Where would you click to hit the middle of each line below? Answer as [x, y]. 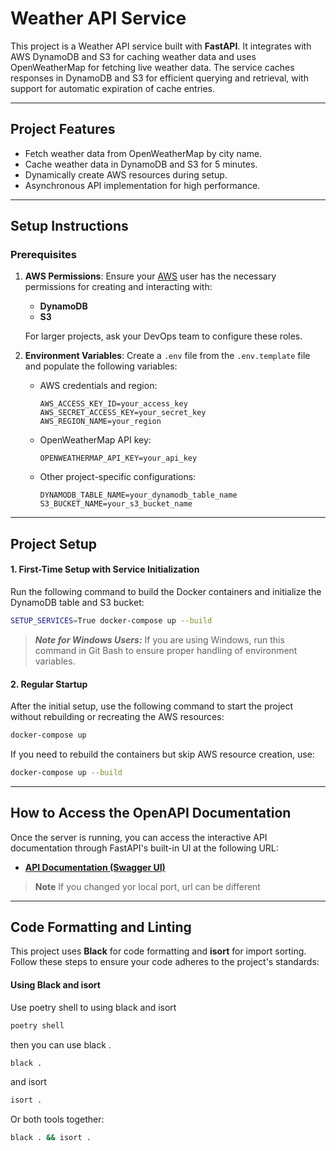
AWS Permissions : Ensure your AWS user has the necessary [150, 276]
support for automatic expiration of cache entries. [113, 88]
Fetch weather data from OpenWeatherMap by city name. [143, 153]
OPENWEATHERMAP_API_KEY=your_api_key [118, 458]
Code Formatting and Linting [101, 927]
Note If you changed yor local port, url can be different [147, 886]
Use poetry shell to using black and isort [93, 1007]
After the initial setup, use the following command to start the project [152, 706]
